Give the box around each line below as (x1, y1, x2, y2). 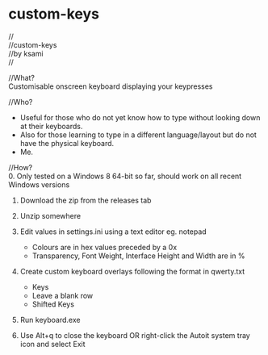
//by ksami (8, 48, 44, 58)
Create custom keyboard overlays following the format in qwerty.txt (19, 266, 245, 276)
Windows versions (8, 179, 70, 190)
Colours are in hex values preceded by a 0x (31, 242, 178, 252)
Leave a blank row (31, 290, 94, 300)
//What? (8, 73, 35, 82)
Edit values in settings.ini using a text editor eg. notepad (19, 227, 207, 236)
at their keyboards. (19, 121, 83, 131)
